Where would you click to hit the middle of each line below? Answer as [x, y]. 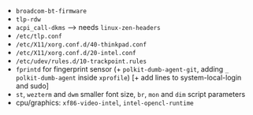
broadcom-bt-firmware [51, 11]
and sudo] [32, 86]
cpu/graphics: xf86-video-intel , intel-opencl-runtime [105, 102]
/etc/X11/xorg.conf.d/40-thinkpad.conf [81, 45]
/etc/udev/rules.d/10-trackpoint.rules [81, 61]
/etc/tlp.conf [39, 36]
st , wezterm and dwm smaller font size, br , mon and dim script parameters [130, 94]
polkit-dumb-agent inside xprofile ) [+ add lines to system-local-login [128, 78]
